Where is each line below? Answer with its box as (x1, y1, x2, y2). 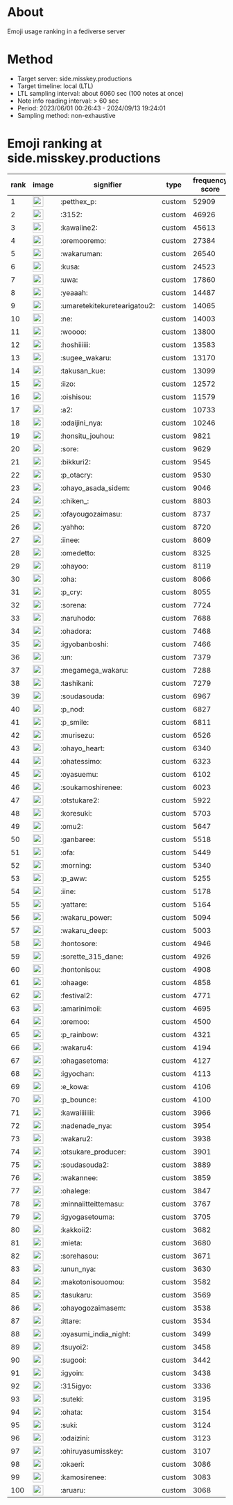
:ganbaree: (60, 834, 96, 844)
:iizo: (60, 379, 76, 389)
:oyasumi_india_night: (60, 1329, 130, 1338)
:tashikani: (60, 678, 94, 688)
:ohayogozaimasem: (60, 1303, 126, 1313)
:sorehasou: (60, 1251, 99, 1261)
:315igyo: (60, 1381, 92, 1390)
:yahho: (60, 522, 85, 532)
